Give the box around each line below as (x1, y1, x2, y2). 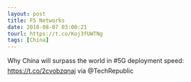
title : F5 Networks (7, 17, 65, 24)
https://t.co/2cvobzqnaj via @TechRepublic (7, 66, 133, 75)
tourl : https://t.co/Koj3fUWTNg (7, 30, 103, 37)
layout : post (7, 10, 46, 18)
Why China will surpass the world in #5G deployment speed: (7, 57, 185, 65)
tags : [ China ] (7, 37, 50, 44)
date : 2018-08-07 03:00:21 (7, 23, 87, 30)
